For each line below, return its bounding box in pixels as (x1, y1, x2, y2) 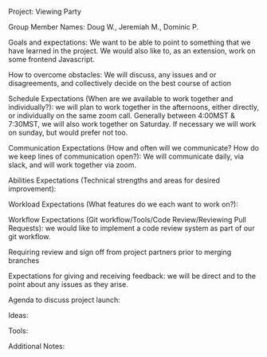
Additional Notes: (8, 342, 65, 351)
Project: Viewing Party (8, 7, 82, 16)
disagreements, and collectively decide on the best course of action (8, 79, 232, 88)
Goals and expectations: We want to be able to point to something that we (8, 37, 251, 47)
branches (8, 256, 40, 265)
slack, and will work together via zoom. (8, 160, 137, 170)
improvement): (8, 184, 57, 194)
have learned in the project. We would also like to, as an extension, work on (8, 46, 256, 55)
